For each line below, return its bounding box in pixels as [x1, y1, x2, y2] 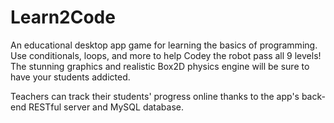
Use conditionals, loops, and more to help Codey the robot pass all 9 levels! [10, 49, 322, 61]
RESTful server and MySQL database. [28, 101, 184, 113]
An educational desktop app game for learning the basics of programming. [10, 39, 318, 51]
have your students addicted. [10, 71, 131, 83]
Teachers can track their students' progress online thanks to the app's [10, 90, 300, 102]
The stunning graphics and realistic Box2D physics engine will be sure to [10, 60, 310, 72]
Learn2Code [10, 6, 116, 29]
